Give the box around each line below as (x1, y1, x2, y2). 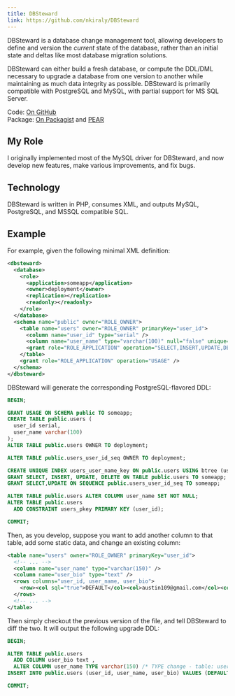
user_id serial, (13, 422, 61, 429)
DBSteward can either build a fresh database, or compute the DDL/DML (7, 64, 213, 73)
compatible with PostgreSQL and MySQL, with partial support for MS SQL (7, 87, 219, 95)
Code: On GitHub (7, 108, 57, 116)
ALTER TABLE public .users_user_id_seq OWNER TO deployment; (7, 454, 187, 462)
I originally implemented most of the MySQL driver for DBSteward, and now (7, 154, 225, 162)
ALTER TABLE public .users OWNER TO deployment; (7, 441, 149, 448)
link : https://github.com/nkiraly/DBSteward (7, 17, 139, 24)
